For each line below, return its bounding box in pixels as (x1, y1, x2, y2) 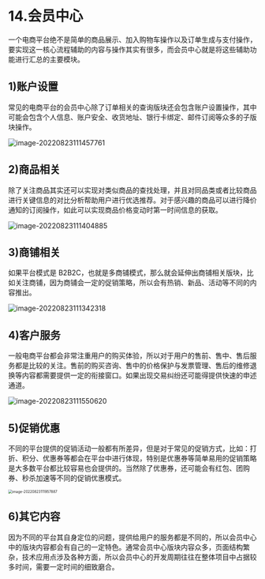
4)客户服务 (8, 329, 62, 342)
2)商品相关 (8, 163, 61, 176)
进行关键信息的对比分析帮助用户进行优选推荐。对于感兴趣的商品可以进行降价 (8, 195, 257, 205)
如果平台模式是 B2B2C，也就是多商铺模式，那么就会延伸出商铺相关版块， (8, 268, 247, 277)
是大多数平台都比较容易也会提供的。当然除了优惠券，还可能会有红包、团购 (8, 464, 250, 472)
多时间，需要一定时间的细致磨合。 (8, 562, 119, 571)
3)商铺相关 (8, 246, 61, 259)
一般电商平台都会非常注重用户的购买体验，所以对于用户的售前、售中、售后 (8, 351, 250, 360)
